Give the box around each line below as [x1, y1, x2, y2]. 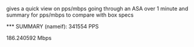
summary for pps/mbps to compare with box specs [6, 11, 134, 18]
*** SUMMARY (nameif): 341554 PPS [6, 23, 99, 30]
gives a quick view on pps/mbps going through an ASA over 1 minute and [6, 5, 189, 12]
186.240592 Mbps [6, 35, 52, 41]
